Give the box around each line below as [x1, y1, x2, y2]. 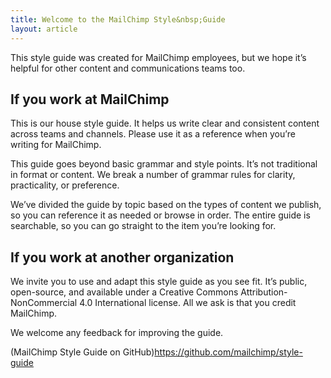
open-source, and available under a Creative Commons [10, 286, 239, 298]
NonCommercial [10, 297, 78, 309]
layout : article [10, 24, 78, 34]
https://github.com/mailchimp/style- [154, 346, 303, 358]
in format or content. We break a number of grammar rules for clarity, [10, 169, 296, 181]
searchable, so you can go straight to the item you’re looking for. [10, 220, 277, 232]
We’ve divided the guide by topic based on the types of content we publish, [10, 199, 322, 211]
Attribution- [240, 286, 288, 298]
